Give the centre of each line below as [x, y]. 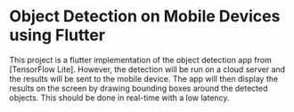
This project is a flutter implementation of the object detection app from [140, 60]
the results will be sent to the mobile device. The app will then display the [144, 78]
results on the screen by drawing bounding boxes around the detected [139, 88]
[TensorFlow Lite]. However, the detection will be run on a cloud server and [147, 69]
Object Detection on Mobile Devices [145, 16]
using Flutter [57, 35]
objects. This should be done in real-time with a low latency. [119, 97]
